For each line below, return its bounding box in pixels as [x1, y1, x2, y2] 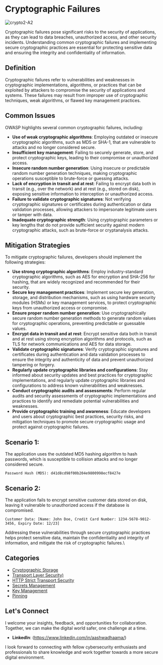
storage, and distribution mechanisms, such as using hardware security [12, 295, 156, 301]
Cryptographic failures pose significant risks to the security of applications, [5, 29, 156, 35]
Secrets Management [12, 582, 55, 588]
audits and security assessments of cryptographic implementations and [12, 393, 156, 399]
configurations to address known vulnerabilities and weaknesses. [12, 382, 144, 388]
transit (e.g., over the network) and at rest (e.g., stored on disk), [12, 186, 140, 191]
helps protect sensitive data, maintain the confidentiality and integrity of [5, 535, 149, 540]
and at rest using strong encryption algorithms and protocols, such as [12, 336, 152, 342]
